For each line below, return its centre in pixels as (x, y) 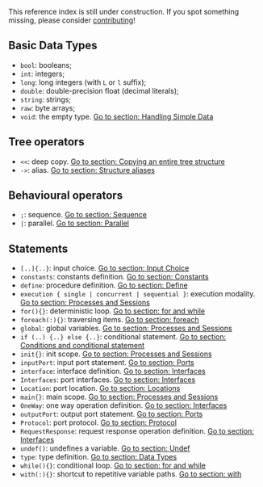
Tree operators (46, 142)
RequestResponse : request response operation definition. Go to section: (137, 431)
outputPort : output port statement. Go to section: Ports (111, 414)
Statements (38, 248)
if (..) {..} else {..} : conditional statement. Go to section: (123, 337)
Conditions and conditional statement (82, 346)
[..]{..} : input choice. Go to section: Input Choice (104, 268)
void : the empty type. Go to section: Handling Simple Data (117, 116)
